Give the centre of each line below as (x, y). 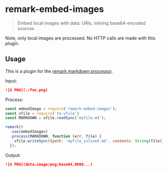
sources (26, 28)
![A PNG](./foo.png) (27, 90)
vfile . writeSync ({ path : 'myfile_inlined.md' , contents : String (81, 141)
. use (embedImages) (29, 132)
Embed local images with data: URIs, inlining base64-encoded (81, 23)
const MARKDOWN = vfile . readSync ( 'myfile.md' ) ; (56, 118)
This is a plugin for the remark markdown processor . (59, 71)
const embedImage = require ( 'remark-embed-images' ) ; (61, 108)
